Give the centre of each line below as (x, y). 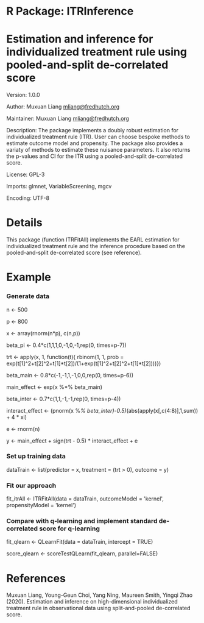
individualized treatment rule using (97, 52)
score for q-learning (70, 529)
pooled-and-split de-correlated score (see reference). (74, 253)
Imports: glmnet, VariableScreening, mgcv (59, 187)
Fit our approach (31, 485)
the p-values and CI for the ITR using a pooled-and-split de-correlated (95, 156)
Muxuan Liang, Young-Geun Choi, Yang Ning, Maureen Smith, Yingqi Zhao (100, 595)
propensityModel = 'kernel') (41, 505)
